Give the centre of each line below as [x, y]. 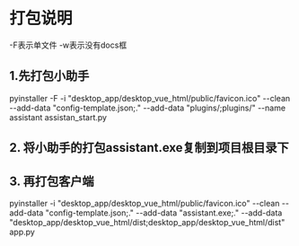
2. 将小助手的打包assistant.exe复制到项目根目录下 [149, 148]
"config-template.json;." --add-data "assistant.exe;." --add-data [164, 213]
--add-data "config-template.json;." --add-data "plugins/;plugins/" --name [147, 108]
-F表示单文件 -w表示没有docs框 [68, 45]
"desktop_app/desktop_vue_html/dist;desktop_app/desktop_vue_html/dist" [147, 222]
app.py [22, 232]
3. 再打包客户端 [52, 181]
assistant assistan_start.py [58, 117]
